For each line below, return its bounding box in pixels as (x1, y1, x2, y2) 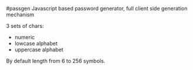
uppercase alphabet (14, 46, 64, 53)
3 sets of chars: (6, 23, 44, 29)
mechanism (6, 11, 34, 18)
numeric (14, 34, 35, 40)
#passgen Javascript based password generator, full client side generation (6, 5, 188, 12)
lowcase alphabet (14, 40, 58, 47)
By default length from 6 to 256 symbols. (6, 58, 106, 64)
